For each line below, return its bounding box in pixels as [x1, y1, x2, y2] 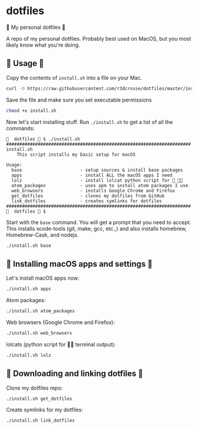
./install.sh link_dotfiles [6, 418, 75, 424]
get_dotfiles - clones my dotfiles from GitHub [11, 193, 165, 199]
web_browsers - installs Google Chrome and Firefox [11, 188, 176, 194]
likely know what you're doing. [6, 41, 81, 48]
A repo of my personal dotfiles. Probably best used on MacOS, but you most [6, 35, 192, 42]
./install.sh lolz [6, 352, 51, 358]
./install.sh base [6, 243, 51, 248]
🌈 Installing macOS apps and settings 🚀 [6, 258, 153, 269]
